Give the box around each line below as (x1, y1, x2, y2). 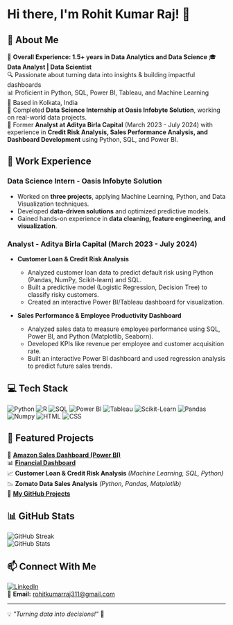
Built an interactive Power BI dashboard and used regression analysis (27, 354, 225, 362)
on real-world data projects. (7, 113, 87, 121)
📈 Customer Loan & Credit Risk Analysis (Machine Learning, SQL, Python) (7, 469, 224, 477)
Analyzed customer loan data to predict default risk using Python (27, 268, 214, 277)
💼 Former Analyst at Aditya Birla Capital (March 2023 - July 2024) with (7, 121, 213, 129)
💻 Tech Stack (7, 382, 69, 395)
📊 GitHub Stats (7, 510, 75, 522)
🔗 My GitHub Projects (7, 489, 71, 498)
